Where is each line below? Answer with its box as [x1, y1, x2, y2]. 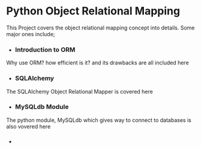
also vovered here [6, 123, 51, 130]
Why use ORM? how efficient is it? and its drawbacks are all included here [6, 59, 189, 67]
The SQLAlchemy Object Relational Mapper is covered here [6, 88, 153, 95]
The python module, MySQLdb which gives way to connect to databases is [6, 116, 192, 124]
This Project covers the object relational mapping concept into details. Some [6, 24, 195, 31]
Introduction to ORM [14, 45, 76, 53]
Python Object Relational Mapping [6, 4, 181, 18]
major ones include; [6, 30, 55, 37]
